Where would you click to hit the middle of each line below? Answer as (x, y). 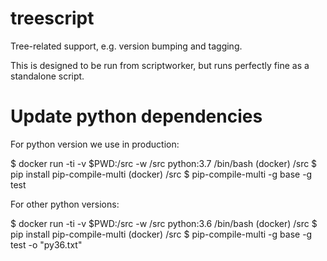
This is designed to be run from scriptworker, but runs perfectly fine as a (160, 65)
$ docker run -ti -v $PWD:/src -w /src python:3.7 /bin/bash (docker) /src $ (164, 163)
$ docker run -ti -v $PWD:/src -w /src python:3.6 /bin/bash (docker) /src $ (164, 223)
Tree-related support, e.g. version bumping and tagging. (126, 46)
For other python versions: (65, 204)
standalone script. (47, 76)
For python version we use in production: (95, 144)
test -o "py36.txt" (46, 244)
